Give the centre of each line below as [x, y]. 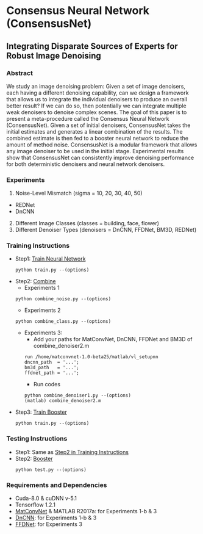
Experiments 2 [42, 310]
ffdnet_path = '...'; [52, 373]
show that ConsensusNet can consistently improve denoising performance [100, 157]
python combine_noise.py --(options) [63, 299]
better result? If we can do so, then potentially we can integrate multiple [97, 106]
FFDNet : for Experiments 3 [48, 524]
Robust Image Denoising [54, 56]
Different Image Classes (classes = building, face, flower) [87, 223]
